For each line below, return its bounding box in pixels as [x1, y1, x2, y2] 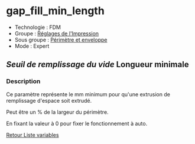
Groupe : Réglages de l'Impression [14, 30, 99, 37]
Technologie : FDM [14, 24, 61, 31]
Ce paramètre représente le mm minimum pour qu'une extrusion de [6, 90, 170, 98]
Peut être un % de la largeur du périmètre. [6, 108, 109, 116]
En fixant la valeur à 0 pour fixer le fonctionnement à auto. [6, 120, 148, 127]
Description [6, 77, 41, 86]
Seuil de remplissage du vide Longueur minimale [6, 60, 189, 70]
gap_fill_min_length [6, 4, 105, 18]
